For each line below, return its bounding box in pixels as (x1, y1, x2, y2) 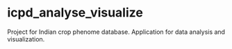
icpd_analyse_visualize (7, 5, 144, 21)
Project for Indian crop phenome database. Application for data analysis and (7, 28, 226, 36)
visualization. (7, 35, 45, 43)
